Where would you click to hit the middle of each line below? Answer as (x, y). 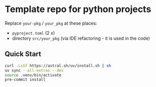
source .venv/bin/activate (33, 75)
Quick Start (23, 54)
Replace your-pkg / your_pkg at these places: (51, 23)
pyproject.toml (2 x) (33, 33)
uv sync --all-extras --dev (34, 70)
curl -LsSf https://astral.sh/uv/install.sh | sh (58, 66)
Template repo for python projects (78, 9)
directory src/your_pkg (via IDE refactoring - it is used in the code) (81, 38)
